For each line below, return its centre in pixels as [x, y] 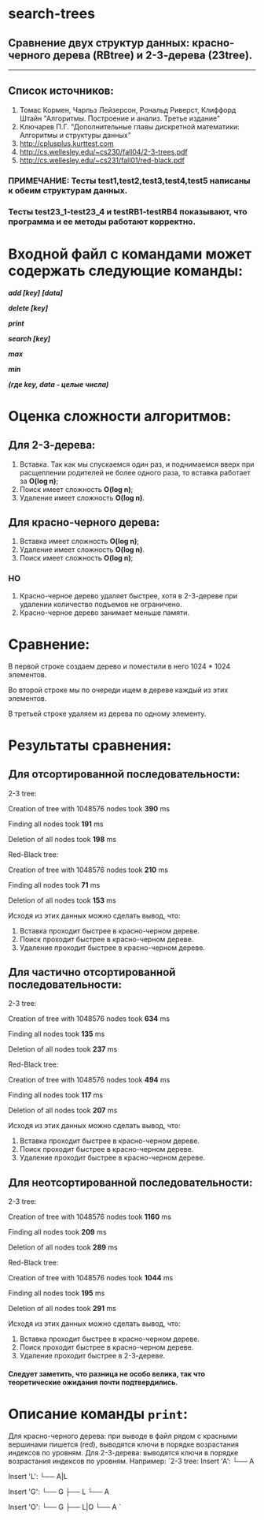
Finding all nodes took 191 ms [56, 824]
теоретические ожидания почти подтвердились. [93, 1382]
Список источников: [61, 91]
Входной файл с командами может [130, 254]
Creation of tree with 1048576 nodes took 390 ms [89, 808]
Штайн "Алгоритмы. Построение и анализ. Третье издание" [120, 118]
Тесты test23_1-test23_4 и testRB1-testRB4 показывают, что [128, 211]
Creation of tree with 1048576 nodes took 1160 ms [90, 1217]
